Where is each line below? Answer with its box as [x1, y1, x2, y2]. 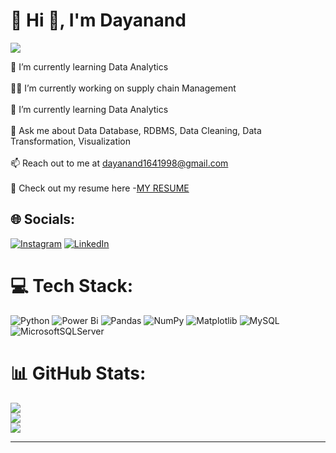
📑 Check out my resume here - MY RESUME [10, 182, 190, 194]
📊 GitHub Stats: [10, 362, 147, 384]
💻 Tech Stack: [10, 274, 134, 297]
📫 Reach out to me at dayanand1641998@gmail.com [10, 157, 229, 169]
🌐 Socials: [10, 211, 76, 228]
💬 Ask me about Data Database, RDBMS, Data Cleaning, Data [10, 124, 262, 136]
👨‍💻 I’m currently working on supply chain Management [10, 82, 237, 94]
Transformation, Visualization [10, 135, 132, 147]
